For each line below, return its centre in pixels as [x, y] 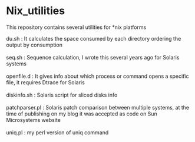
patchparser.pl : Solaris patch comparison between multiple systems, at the [98, 107]
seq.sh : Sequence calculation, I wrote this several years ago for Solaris [93, 57]
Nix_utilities [36, 11]
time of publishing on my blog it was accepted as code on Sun [82, 114]
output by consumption [34, 45]
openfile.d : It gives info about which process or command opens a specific [97, 76]
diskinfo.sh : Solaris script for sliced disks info [62, 95]
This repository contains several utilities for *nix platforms [76, 27]
